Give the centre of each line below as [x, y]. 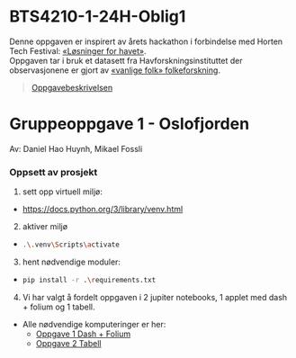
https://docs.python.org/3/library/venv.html [103, 210]
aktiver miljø [45, 227]
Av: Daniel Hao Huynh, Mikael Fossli [76, 148]
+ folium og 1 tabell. [59, 307]
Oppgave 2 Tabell [68, 343]
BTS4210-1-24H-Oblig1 [98, 17]
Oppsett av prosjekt [54, 172]
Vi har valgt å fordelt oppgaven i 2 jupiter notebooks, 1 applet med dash [155, 297]
